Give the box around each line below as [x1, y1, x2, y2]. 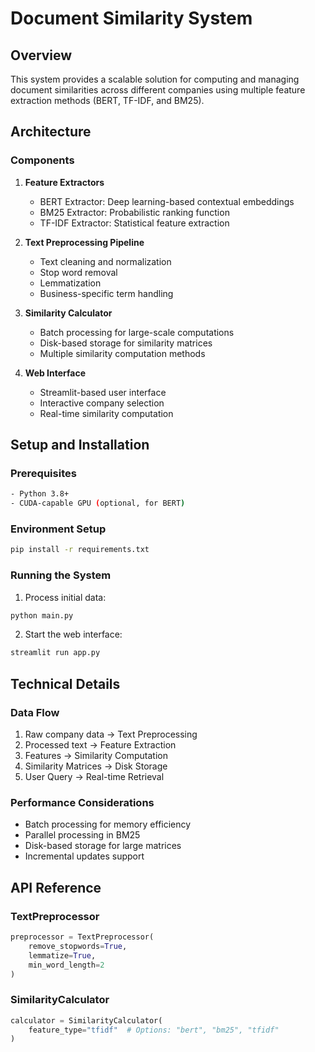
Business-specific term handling [39, 287, 174, 299]
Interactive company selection [39, 397, 165, 409]
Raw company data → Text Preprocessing [24, 728, 198, 741]
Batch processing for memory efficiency [24, 818, 192, 831]
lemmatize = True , [28, 950, 97, 961]
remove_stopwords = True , [28, 941, 128, 951]
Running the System [10, 568, 112, 582]
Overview [10, 47, 73, 64]
